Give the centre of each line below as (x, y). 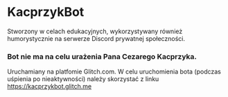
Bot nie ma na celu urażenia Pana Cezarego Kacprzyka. (102, 56)
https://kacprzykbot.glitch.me (50, 87)
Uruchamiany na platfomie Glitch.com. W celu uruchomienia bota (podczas (114, 72)
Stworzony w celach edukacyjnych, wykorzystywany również (95, 31)
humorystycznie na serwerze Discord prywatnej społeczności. (96, 38)
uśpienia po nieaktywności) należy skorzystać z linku (83, 79)
